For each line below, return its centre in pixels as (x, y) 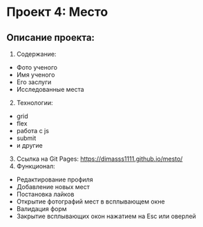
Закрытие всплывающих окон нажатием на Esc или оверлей (106, 216)
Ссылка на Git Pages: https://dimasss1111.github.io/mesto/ (99, 159)
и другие (29, 145)
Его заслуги (34, 82)
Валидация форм (41, 209)
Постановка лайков (45, 194)
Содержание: (36, 54)
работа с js (33, 131)
